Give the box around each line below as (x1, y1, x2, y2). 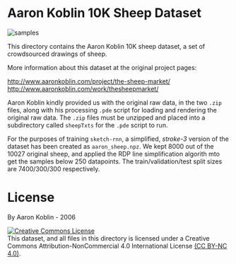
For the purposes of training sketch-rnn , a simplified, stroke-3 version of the (7, 134, 230, 143)
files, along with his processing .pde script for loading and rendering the (7, 105, 217, 114)
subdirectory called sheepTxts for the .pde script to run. (7, 120, 168, 129)
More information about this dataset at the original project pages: (7, 63, 197, 71)
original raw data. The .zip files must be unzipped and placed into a (7, 113, 206, 122)
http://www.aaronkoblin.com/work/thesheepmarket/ (7, 84, 159, 93)
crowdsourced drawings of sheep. (7, 50, 107, 58)
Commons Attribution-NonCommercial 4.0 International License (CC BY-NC (7, 241, 228, 250)
